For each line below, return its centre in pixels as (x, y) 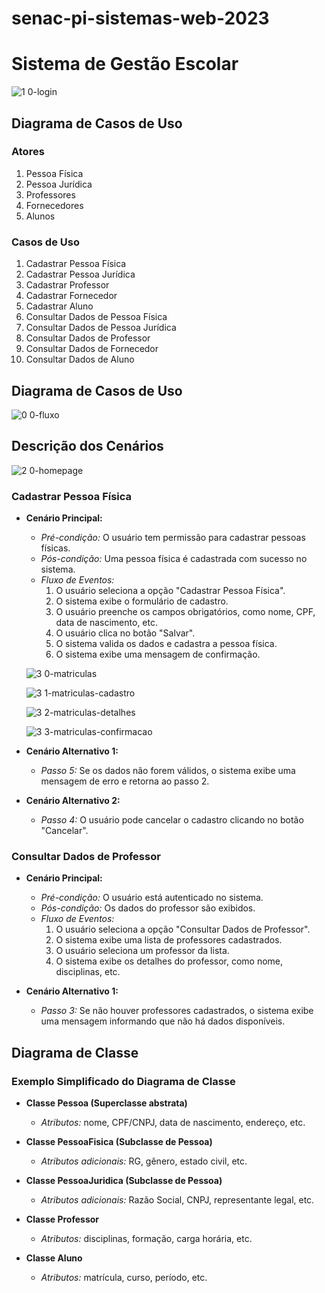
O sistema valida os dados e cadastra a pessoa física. (166, 644)
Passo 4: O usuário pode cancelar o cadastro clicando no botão (172, 820)
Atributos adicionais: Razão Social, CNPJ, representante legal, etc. (177, 1200)
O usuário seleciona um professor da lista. (142, 951)
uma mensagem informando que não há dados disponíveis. (163, 1021)
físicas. (55, 548)
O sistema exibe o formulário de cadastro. (142, 601)
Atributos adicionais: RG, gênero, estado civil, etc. (144, 1161)
